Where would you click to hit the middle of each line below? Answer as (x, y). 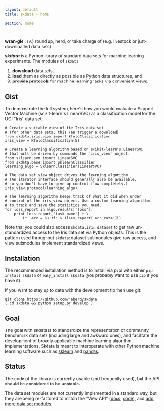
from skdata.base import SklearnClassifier (50, 163)
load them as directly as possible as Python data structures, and (77, 76)
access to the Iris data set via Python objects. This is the (89, 233)
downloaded (18, 47)
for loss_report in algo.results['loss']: (49, 210)
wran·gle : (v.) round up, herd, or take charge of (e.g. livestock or (71, 41)
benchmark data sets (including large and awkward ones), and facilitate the (81, 335)
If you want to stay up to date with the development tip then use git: (73, 290)
